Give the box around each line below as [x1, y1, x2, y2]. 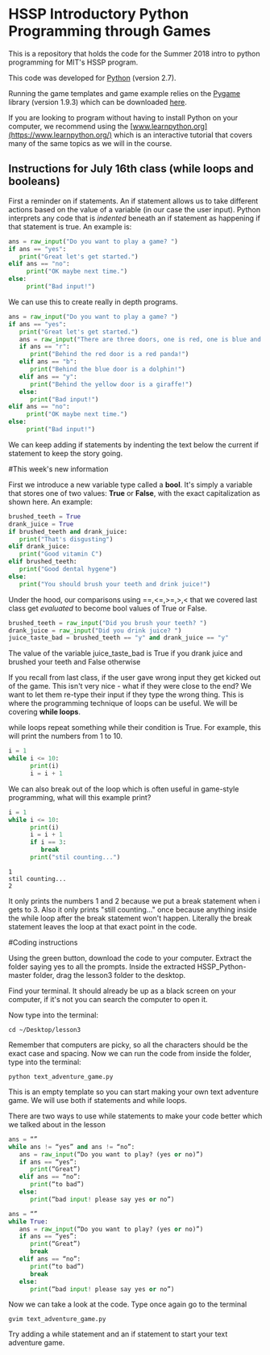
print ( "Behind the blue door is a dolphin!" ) [29, 365, 185, 373]
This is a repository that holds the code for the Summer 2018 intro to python [8, 48, 260, 58]
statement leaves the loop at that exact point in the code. [8, 921, 197, 931]
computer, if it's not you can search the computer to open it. [8, 994, 208, 1004]
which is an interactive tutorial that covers [114, 130, 253, 140]
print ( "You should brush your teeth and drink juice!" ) [19, 580, 211, 588]
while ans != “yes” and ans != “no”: [8, 1143, 135, 1151]
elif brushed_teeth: [8, 558, 78, 566]
